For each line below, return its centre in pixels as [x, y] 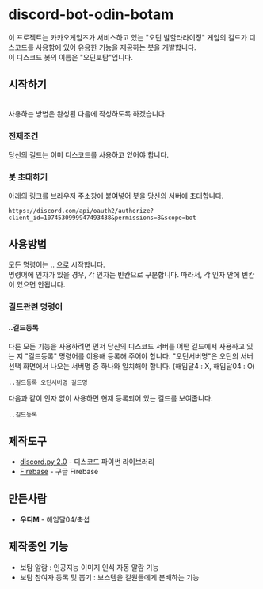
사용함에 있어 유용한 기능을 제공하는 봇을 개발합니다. [116, 47]
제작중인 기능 [38, 547]
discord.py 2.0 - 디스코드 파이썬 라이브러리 [87, 462]
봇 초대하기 [28, 177]
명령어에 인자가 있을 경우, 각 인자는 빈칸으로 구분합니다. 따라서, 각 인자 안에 [124, 275]
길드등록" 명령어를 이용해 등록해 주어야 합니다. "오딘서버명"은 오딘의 [133, 356]
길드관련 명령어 [36, 307]
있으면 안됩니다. [41, 285]
